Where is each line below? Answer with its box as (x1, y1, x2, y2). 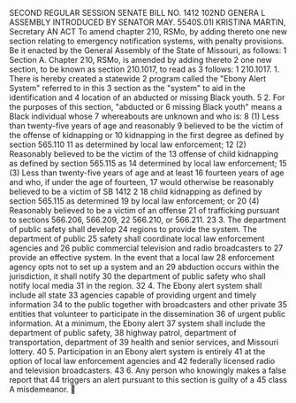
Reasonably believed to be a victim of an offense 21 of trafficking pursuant (9, 205, 280, 215)
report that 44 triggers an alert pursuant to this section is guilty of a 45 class (9, 375, 288, 384)
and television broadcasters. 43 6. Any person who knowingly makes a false (9, 365, 287, 376)
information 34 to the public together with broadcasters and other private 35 (9, 299, 287, 309)
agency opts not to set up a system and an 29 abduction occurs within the (9, 261, 280, 272)
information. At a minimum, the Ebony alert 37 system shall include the (9, 318, 266, 329)
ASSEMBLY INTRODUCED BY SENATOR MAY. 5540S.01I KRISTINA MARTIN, (9, 17, 286, 27)
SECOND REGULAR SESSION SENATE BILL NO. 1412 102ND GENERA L (9, 8, 266, 18)
